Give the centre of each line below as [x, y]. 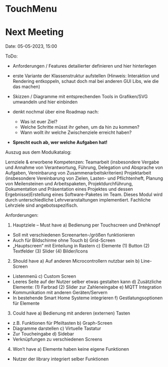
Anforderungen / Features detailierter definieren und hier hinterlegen [84, 66]
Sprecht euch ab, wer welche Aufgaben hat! [60, 143]
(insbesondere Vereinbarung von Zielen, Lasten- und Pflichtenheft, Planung [84, 178]
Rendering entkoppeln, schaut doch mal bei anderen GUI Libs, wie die [86, 81]
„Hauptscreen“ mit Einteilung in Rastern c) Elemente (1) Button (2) [81, 246]
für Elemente [26, 303]
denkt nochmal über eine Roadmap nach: [56, 112]
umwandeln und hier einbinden [45, 102]
